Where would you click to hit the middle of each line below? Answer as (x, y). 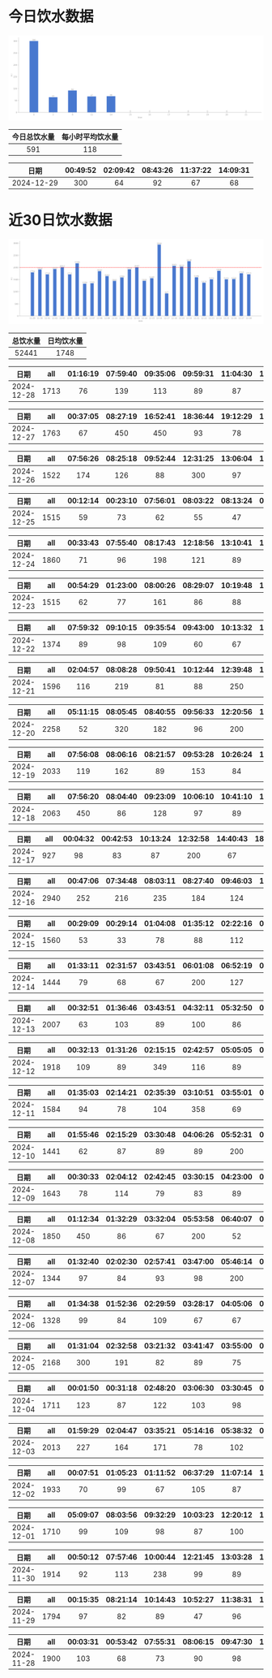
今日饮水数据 (51, 17)
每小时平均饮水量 (90, 137)
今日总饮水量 (33, 137)
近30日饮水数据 (60, 221)
